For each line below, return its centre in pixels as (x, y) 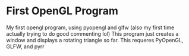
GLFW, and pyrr (25, 46)
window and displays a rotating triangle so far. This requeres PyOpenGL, (95, 40)
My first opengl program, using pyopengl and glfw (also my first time (90, 27)
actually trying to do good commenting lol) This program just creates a (92, 33)
